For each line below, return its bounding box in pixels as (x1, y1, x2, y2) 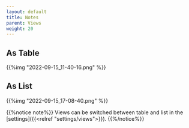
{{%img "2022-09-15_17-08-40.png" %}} (6, 97, 109, 104)
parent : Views (6, 20, 42, 26)
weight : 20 (6, 25, 34, 32)
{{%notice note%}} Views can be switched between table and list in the (6, 109, 184, 116)
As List (6, 81, 33, 91)
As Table (6, 47, 40, 58)
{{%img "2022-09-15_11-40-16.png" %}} (6, 64, 106, 71)
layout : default (6, 8, 47, 15)
